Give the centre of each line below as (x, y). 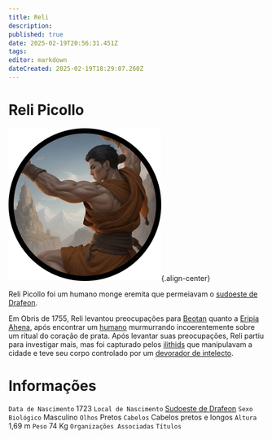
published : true (36, 34)
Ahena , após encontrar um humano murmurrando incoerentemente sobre (132, 327)
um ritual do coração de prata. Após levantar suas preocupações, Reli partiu (136, 336)
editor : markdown (38, 60)
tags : (18, 52)
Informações (53, 386)
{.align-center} (186, 278)
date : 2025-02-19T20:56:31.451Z (63, 43)
